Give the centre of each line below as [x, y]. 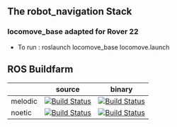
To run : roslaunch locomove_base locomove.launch [93, 47]
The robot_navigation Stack [70, 12]
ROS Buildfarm [40, 69]
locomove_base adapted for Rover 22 [73, 32]
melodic [24, 101]
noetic [21, 112]
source [68, 89]
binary [121, 89]
